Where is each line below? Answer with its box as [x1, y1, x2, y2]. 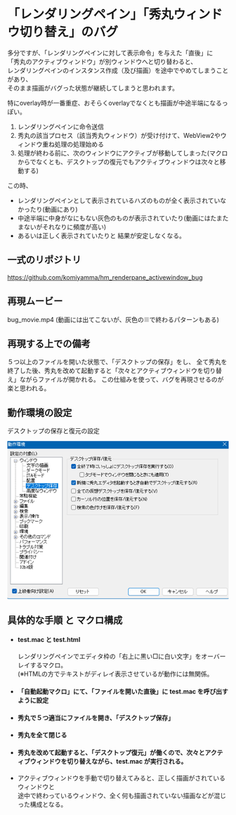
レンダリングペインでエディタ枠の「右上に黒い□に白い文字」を [17, 652, 202, 661]
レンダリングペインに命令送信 [17, 122, 104, 131]
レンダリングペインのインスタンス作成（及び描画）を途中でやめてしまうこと [7, 66, 229, 75]
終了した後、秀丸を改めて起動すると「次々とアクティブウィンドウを [7, 366, 204, 375]
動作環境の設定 [7, 406, 72, 418]
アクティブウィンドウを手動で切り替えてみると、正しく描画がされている [17, 774, 226, 783]
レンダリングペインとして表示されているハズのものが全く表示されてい [17, 196, 221, 205]
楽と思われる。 [7, 384, 51, 392]
